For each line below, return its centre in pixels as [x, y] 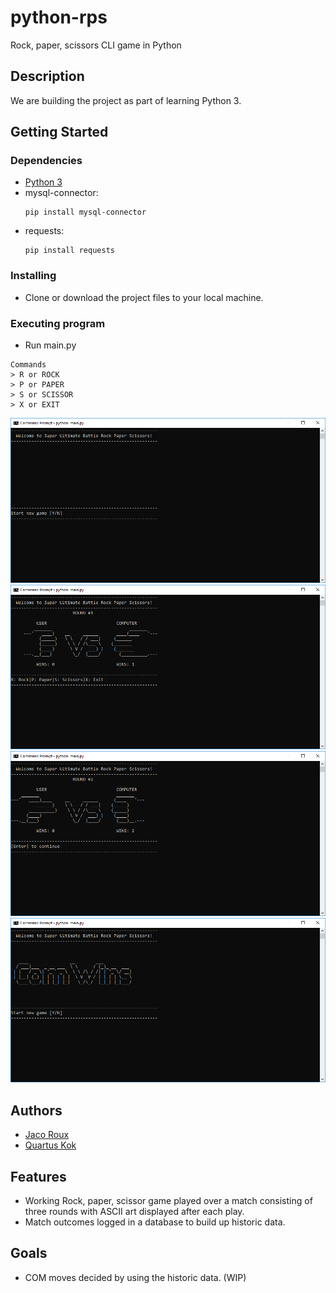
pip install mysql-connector [85, 212]
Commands [28, 365]
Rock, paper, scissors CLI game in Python [96, 45]
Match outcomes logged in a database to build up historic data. [155, 1222]
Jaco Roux [47, 1135]
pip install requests [69, 251]
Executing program [58, 323]
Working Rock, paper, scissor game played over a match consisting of [168, 1200]
